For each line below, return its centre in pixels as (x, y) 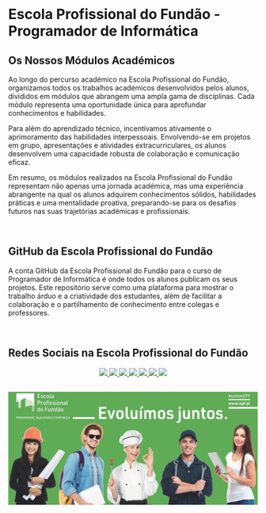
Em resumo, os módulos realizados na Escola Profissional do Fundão (120, 178)
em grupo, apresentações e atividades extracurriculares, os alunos (118, 145)
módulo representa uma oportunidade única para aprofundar (108, 105)
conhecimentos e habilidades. (57, 113)
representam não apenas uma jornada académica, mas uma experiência (126, 186)
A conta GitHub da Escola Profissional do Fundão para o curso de (115, 270)
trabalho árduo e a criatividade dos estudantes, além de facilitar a (115, 296)
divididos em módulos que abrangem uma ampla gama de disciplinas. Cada (131, 96)
